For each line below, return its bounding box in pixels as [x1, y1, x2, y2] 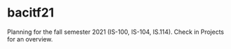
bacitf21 [7, 5, 54, 21]
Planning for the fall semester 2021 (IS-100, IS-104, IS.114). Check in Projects [7, 28, 224, 36]
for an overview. [7, 35, 53, 43]
